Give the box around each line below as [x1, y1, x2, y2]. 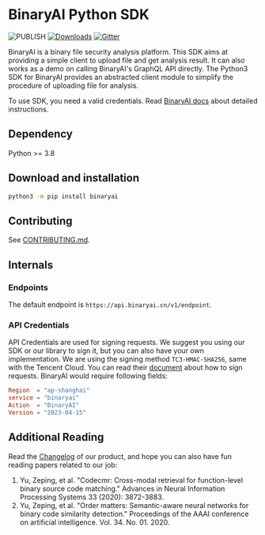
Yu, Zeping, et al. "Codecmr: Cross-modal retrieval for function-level [19, 475, 244, 484]
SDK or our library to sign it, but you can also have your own [8, 346, 204, 355]
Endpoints [8, 282, 49, 293]
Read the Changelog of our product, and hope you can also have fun [8, 451, 232, 461]
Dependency [8, 127, 73, 141]
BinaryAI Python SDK [8, 6, 150, 24]
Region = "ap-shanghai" [8, 386, 90, 395]
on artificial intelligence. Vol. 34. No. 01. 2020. [19, 517, 170, 527]
